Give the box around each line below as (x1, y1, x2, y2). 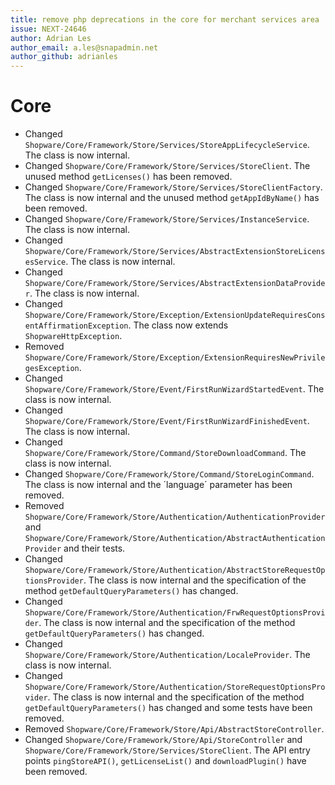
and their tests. (63, 542, 126, 555)
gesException (24, 364, 80, 374)
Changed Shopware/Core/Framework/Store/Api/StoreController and (24, 734, 303, 746)
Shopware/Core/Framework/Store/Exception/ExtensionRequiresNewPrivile (24, 353, 326, 363)
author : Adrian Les (10, 33, 92, 43)
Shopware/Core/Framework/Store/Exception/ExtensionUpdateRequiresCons (24, 311, 326, 321)
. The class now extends (128, 319, 229, 331)
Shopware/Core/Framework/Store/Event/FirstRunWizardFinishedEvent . (24, 415, 310, 427)
